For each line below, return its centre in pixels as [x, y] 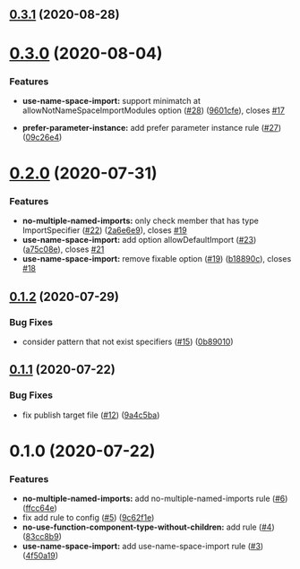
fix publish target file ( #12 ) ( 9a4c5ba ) [91, 415]
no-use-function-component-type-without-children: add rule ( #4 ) [148, 527]
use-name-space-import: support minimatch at [111, 100]
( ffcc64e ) [40, 508]
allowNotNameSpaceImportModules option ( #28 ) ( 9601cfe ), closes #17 [153, 110]
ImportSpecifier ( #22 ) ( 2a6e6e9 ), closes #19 [104, 230]
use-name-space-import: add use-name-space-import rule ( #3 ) [143, 547]
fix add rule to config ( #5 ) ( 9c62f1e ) [88, 518]
